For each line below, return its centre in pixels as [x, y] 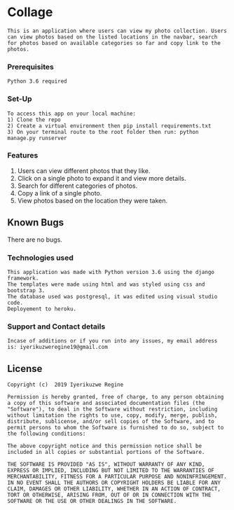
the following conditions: [47, 434]
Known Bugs [36, 222]
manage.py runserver [37, 138]
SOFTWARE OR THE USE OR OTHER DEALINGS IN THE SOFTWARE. [92, 502]
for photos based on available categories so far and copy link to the [114, 43]
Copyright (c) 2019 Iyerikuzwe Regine [66, 385]
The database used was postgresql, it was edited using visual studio [112, 296]
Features [23, 156]
